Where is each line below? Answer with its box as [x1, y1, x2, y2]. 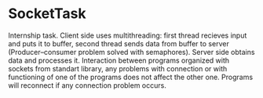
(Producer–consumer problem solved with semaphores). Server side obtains [8, 47, 255, 56]
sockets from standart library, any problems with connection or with [8, 64, 228, 73]
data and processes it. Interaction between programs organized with [8, 56, 230, 65]
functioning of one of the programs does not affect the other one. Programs [8, 72, 254, 82]
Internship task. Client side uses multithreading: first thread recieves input [8, 31, 247, 40]
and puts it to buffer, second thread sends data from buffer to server [8, 38, 229, 48]
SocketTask [8, 5, 86, 23]
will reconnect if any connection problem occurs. [8, 80, 166, 90]
